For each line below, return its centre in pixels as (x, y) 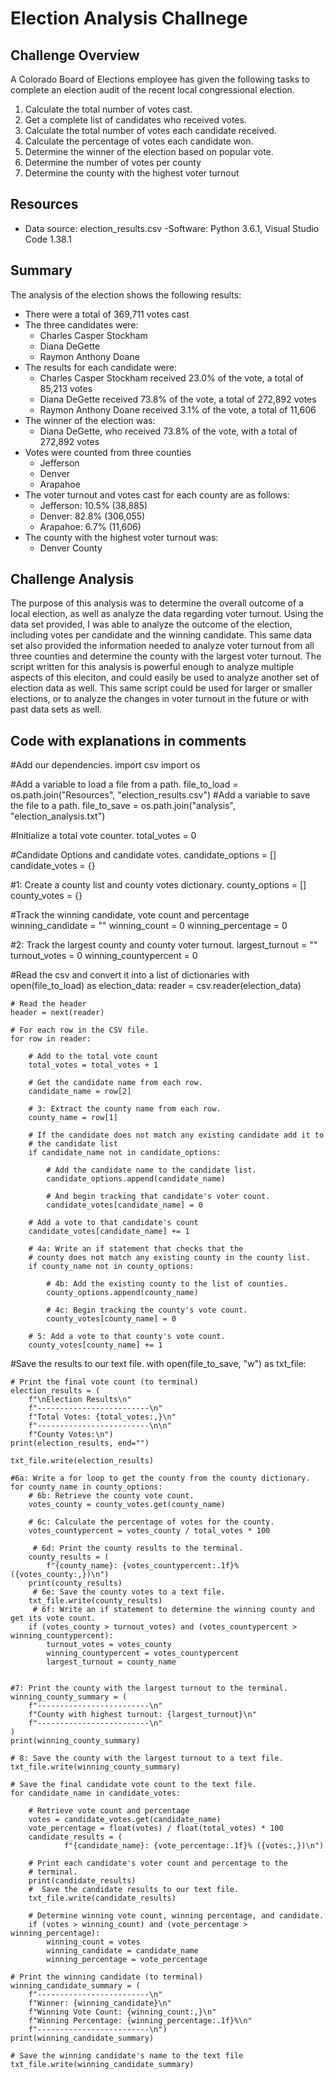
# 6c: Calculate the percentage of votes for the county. (151, 1522)
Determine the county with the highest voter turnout (132, 173)
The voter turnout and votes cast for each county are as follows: (157, 494)
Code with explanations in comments (128, 740)
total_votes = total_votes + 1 (93, 1065)
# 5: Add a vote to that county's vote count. (127, 1337)
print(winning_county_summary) (75, 1741)
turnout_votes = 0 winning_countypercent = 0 (104, 956)
